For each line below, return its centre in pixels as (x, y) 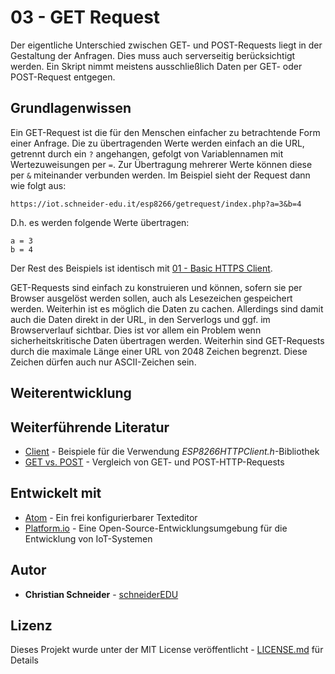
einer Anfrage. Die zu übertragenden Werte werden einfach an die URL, (157, 143)
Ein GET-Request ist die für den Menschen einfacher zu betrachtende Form (165, 132)
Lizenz (31, 625)
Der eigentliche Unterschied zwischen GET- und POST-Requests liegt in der (166, 45)
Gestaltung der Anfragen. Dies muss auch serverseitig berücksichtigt (153, 55)
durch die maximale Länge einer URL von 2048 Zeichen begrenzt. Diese (159, 351)
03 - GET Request (85, 17)
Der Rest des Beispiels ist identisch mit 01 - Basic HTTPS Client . (141, 268)
